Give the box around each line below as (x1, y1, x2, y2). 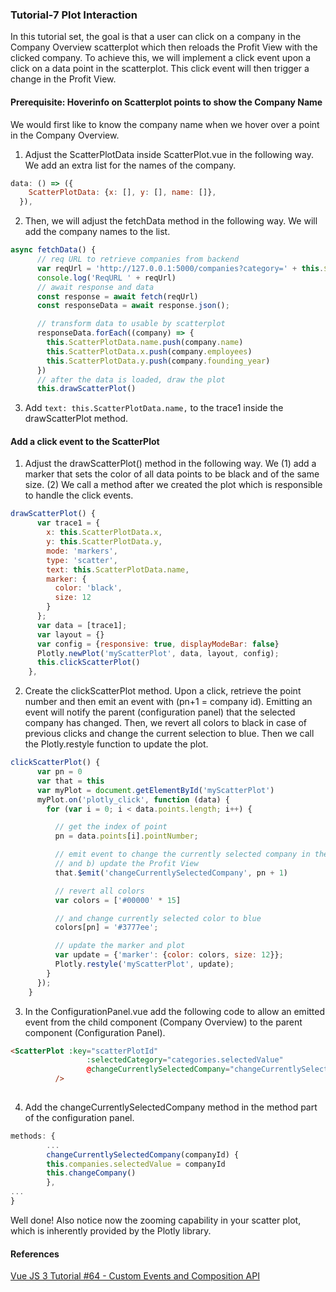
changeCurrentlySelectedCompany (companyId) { (46, 1149, 240, 1160)
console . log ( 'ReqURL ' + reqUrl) (36, 273, 177, 283)
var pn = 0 (36, 767, 83, 777)
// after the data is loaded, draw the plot (36, 374, 226, 385)
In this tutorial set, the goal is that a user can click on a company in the (10, 31, 302, 43)
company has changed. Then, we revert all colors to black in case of (24, 717, 308, 729)
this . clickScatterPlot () (36, 658, 141, 668)
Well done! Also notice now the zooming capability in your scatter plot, (10, 1214, 302, 1226)
